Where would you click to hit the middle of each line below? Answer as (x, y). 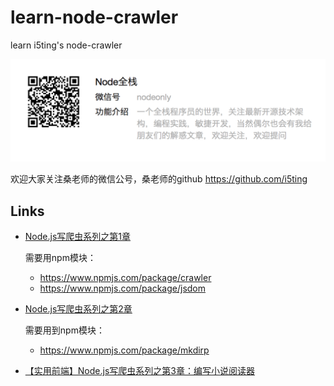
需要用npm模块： (60, 258)
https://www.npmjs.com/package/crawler (125, 278)
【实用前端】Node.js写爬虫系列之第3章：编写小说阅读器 (139, 371)
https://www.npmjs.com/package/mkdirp (124, 350)
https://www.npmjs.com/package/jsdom (123, 288)
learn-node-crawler (94, 17)
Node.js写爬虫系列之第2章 (78, 309)
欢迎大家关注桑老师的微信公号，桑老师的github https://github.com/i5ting (159, 179)
